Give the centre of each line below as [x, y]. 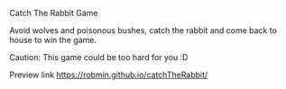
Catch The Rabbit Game [54, 13]
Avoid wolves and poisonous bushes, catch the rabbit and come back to [143, 30]
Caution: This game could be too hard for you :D [99, 57]
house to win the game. [53, 40]
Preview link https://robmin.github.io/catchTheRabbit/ [109, 75]
